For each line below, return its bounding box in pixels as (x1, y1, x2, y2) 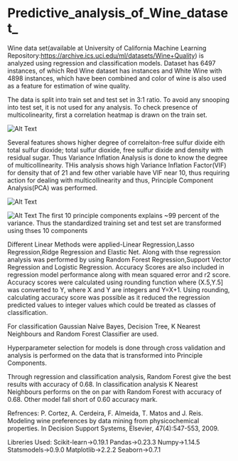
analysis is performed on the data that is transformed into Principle (7, 351, 203, 359)
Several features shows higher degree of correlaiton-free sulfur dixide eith (7, 138, 225, 147)
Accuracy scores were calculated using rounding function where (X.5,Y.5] (7, 278, 224, 286)
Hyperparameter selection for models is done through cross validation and (7, 343, 226, 352)
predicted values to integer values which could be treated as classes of (7, 301, 217, 309)
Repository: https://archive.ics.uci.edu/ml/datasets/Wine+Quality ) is (7, 51, 205, 60)
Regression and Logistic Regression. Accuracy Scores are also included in (7, 262, 225, 271)
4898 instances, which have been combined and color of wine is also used (7, 73, 227, 83)
